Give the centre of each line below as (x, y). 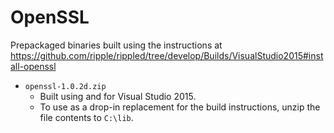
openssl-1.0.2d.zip (65, 86)
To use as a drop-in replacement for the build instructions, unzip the (180, 107)
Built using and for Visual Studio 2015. (118, 96)
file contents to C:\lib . (86, 117)
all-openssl (33, 66)
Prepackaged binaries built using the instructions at (116, 45)
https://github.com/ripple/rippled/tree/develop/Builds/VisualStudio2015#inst (167, 55)
